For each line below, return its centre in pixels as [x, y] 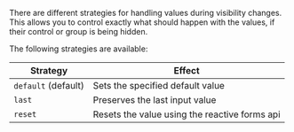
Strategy [49, 70]
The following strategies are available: [79, 49]
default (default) [49, 85]
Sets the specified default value [159, 85]
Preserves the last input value [155, 100]
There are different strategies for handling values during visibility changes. [146, 13]
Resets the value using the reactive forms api [187, 114]
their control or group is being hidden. [79, 31]
